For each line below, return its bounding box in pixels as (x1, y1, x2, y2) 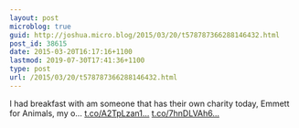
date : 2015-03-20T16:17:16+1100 (9, 48, 133, 57)
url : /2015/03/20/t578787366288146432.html (9, 73, 178, 82)
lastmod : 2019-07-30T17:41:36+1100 (9, 56, 145, 65)
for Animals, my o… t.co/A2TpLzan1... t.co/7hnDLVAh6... (9, 107, 220, 119)
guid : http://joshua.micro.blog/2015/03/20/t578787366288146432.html (9, 30, 281, 39)
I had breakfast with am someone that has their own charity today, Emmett (9, 98, 290, 109)
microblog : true (9, 22, 71, 31)
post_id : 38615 (9, 38, 68, 48)
